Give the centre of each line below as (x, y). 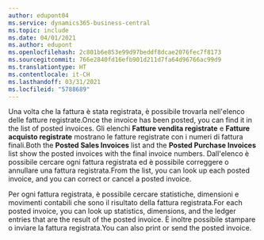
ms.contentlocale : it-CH (49, 74)
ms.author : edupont (40, 45)
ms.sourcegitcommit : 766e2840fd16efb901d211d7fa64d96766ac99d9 (115, 60)
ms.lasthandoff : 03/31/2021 (55, 82)
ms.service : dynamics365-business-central (79, 23)
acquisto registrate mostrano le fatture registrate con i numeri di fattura (126, 137)
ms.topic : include (38, 30)
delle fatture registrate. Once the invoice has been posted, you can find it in (130, 120)
